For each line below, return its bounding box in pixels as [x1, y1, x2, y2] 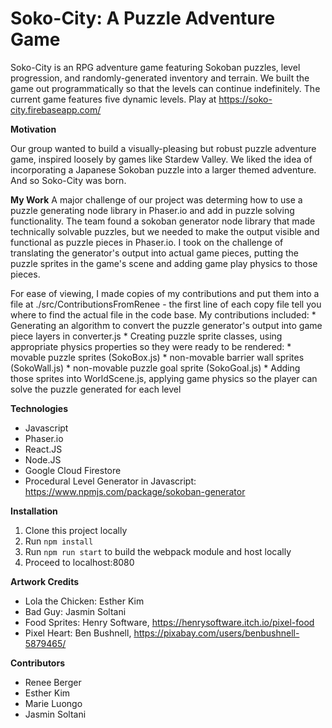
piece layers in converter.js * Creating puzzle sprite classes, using [10, 330, 283, 342]
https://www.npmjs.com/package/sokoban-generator [24, 485, 246, 497]
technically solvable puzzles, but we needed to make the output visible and [10, 225, 320, 237]
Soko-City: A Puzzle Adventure [10, 7, 276, 30]
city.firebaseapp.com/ [10, 103, 102, 116]
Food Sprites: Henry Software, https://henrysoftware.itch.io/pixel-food [24, 616, 315, 628]
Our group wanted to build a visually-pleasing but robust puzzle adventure [10, 142, 317, 154]
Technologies [10, 402, 69, 414]
